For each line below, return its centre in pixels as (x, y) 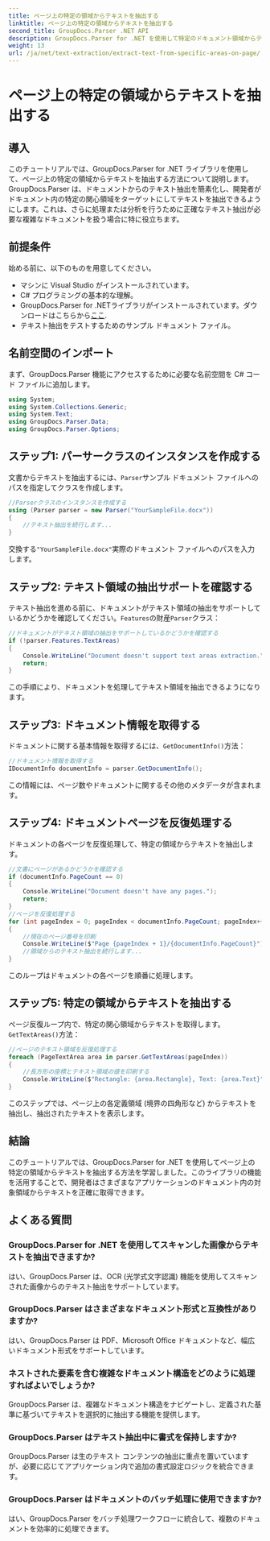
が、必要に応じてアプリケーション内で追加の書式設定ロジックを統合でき (128, 1466)
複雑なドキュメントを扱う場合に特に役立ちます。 (103, 219)
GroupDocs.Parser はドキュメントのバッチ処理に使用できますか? (135, 1499)
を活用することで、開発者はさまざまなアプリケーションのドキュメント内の (131, 1182)
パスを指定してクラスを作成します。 (67, 487)
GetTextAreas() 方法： (44, 1034)
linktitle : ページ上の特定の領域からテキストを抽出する (91, 23)
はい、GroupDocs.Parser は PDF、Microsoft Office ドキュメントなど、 (125, 1340)
